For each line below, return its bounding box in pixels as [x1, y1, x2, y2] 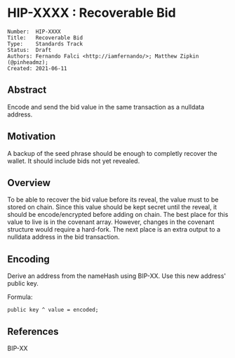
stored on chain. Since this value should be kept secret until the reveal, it [7, 203, 217, 211]
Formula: [7, 293, 33, 301]
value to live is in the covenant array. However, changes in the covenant [7, 218, 215, 226]
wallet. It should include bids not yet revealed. [7, 157, 140, 165]
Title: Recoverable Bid [7, 34, 83, 41]
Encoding [7, 253, 51, 265]
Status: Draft [7, 46, 52, 53]
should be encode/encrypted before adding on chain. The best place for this [7, 211, 229, 219]
